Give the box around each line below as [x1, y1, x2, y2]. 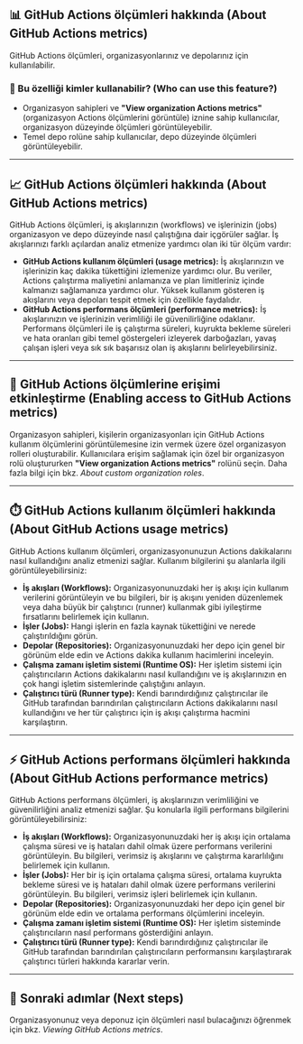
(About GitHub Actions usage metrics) [9, 522, 229, 537]
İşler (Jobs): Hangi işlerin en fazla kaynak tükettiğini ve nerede [22, 621, 256, 632]
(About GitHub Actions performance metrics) [9, 771, 269, 786]
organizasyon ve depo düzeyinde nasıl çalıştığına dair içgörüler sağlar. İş [9, 228, 280, 239]
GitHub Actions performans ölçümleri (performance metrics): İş [22, 303, 267, 314]
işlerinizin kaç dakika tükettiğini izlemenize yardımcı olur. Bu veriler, [22, 265, 272, 276]
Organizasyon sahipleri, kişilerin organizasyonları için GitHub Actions [9, 429, 265, 439]
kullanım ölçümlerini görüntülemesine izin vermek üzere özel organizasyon [9, 439, 287, 449]
